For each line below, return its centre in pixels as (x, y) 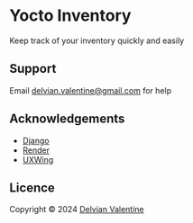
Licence (32, 187)
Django (36, 140)
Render (36, 150)
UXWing (38, 159)
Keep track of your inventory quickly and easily (97, 40)
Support (33, 69)
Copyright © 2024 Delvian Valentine (77, 210)
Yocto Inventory (70, 16)
